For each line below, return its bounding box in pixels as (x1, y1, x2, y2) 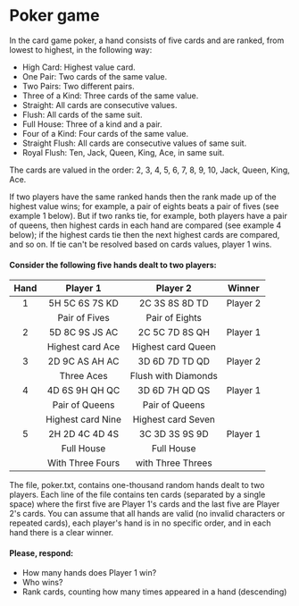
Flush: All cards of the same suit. (21, 109, 143, 120)
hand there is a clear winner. (9, 527, 114, 538)
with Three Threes (135, 457, 212, 469)
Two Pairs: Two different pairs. (21, 80, 136, 91)
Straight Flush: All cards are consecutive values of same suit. (21, 138, 247, 148)
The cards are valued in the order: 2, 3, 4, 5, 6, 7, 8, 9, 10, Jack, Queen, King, (9, 164, 290, 175)
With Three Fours (47, 457, 120, 469)
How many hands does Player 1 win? (21, 568, 157, 578)
